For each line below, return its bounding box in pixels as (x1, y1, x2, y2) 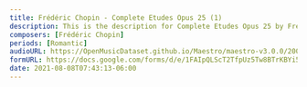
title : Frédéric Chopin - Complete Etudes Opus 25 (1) (9, 13, 223, 23)
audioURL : (9, 47, 48, 56)
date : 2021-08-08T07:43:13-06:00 (9, 64, 137, 73)
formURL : (9, 55, 43, 64)
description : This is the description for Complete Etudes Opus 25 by (9, 22, 284, 31)
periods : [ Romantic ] (9, 38, 89, 48)
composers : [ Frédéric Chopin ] (9, 30, 125, 39)
